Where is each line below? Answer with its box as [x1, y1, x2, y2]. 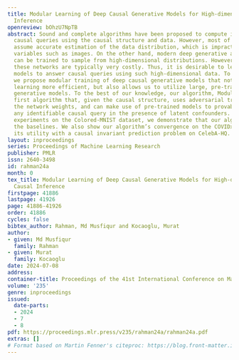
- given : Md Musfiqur [7, 236, 72, 243]
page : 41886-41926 [7, 202, 62, 210]
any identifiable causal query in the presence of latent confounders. [14, 110, 231, 117]
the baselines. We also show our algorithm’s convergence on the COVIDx [14, 123, 234, 130]
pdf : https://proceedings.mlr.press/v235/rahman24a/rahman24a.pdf [7, 329, 208, 336]
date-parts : [14, 302, 50, 309]
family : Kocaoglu [14, 256, 65, 263]
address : [7, 269, 33, 276]
